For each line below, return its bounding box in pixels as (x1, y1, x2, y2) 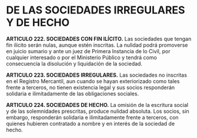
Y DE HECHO (6, 16, 70, 29)
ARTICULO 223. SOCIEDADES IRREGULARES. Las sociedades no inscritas (6, 71, 187, 78)
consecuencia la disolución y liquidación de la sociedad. (6, 60, 143, 67)
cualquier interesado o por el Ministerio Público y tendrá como (6, 54, 157, 61)
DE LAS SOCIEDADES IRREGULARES (6, 4, 185, 17)
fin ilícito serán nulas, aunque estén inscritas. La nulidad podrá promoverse (6, 42, 188, 49)
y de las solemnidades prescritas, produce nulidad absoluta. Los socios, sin (6, 108, 189, 115)
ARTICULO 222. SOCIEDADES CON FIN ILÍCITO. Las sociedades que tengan (6, 35, 192, 42)
